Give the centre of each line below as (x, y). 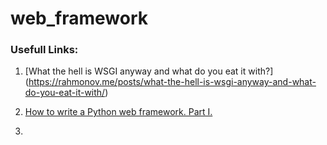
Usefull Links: (44, 50)
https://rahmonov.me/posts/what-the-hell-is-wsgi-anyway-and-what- (172, 82)
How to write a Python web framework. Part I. (118, 112)
